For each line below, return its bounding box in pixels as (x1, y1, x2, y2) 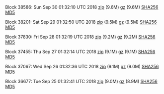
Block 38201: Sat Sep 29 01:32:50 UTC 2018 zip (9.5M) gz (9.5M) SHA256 (5, 19, 157, 25)
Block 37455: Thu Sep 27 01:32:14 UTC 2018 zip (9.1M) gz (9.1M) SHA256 (5, 49, 156, 54)
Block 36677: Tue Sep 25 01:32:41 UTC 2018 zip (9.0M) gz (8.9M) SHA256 (5, 79, 158, 84)
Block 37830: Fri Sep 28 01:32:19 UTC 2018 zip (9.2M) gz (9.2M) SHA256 (5, 34, 156, 40)
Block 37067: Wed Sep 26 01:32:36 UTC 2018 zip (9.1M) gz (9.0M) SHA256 (5, 64, 159, 69)
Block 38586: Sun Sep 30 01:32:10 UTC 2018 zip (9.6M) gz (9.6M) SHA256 (5, 4, 159, 10)
